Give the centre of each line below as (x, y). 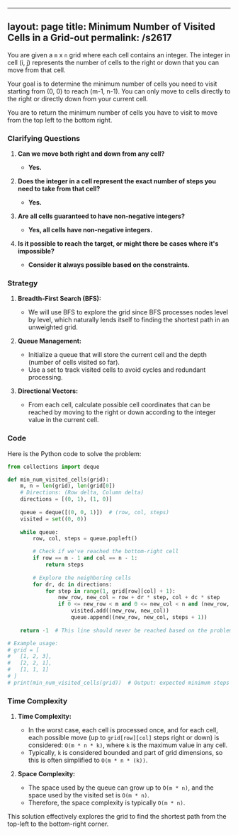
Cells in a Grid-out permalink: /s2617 (90, 38)
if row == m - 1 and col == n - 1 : (85, 558)
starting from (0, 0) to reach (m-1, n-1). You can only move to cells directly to (119, 91)
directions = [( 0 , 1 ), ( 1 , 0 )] (66, 499)
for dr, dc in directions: (73, 584)
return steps (64, 565)
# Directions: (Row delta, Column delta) (82, 493)
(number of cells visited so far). (74, 363)
